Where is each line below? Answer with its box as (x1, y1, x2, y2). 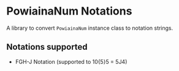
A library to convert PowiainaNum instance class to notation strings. (6, 24, 173, 32)
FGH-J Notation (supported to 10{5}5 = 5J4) (15, 58, 128, 65)
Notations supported (6, 42, 88, 52)
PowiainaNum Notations (6, 4, 132, 18)
